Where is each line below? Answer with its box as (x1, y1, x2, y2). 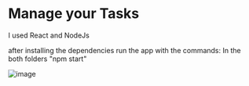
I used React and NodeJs (8, 30, 90, 40)
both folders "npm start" (8, 54, 87, 63)
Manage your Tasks (8, 5, 140, 23)
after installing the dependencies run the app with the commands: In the (8, 45, 241, 55)
